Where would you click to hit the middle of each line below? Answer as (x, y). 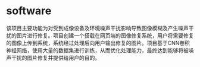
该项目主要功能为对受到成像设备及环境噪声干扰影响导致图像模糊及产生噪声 (97, 28)
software (29, 11)
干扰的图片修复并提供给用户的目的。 (55, 58)
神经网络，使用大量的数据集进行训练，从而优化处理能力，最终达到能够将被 (97, 50)
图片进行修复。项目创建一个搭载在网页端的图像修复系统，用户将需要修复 (105, 35)
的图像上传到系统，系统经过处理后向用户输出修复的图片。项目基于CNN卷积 (98, 43)
